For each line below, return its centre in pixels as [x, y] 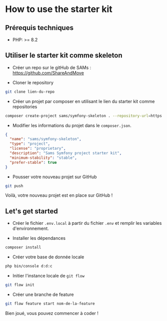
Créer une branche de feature [43, 294]
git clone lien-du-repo [30, 92]
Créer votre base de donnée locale [48, 257]
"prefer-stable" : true [33, 162]
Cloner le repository [33, 82]
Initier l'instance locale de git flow [48, 276]
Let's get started [32, 211]
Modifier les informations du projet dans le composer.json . [72, 125]
